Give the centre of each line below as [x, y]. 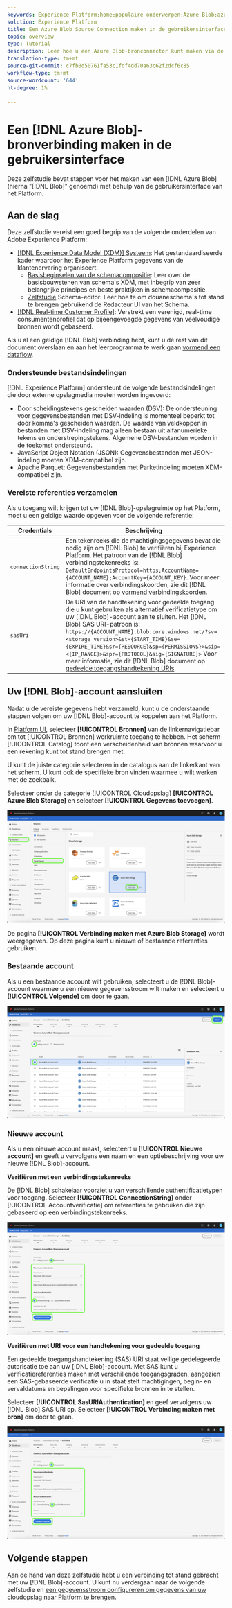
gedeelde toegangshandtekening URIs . [120, 668]
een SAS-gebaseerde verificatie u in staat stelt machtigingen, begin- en [109, 1381]
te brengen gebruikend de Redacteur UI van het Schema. [108, 304]
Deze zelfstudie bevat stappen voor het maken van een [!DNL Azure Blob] [112, 179]
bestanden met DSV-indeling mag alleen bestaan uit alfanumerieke [112, 430]
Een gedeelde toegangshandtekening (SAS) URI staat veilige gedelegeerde [114, 1359]
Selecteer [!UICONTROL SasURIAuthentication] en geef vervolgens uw [109, 1402]
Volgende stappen [48, 1558]
